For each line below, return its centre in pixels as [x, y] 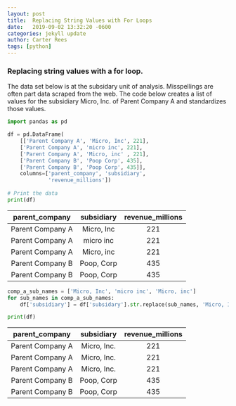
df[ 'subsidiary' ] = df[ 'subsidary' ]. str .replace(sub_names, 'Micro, [122, 304]
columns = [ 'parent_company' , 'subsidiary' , [83, 174]
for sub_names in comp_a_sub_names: [61, 298]
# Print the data [33, 194]
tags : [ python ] [29, 46]
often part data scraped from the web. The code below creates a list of [110, 94]
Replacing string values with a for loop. [76, 71]
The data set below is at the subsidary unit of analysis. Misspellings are [111, 87]
